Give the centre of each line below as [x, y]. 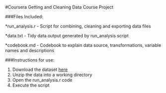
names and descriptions [30, 50]
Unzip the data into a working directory [52, 75]
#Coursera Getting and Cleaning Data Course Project [59, 7]
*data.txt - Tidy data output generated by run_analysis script [67, 36]
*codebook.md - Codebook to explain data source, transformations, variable [83, 45]
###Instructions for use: [30, 60]
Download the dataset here [40, 69]
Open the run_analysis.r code [42, 80]
